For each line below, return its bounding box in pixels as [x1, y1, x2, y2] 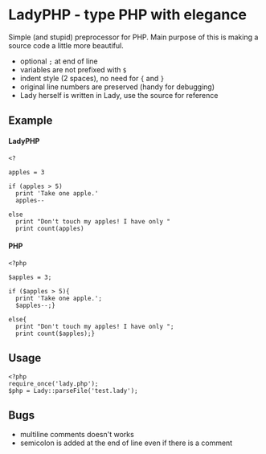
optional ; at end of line [19, 56, 98, 66]
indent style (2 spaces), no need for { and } [19, 73, 165, 83]
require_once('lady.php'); [8, 379, 99, 387]
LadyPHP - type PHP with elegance [8, 6, 248, 24]
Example [8, 114, 53, 128]
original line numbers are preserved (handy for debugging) [19, 82, 215, 92]
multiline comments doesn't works [19, 430, 134, 440]
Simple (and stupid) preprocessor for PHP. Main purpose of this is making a [8, 32, 259, 42]
